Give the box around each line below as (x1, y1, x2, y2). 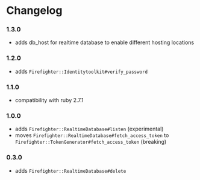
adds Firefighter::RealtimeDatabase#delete (14, 167, 127, 174)
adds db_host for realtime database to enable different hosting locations (14, 39, 195, 46)
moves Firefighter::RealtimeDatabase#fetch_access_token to (14, 132, 169, 139)
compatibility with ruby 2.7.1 (14, 97, 84, 104)
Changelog (6, 4, 63, 18)
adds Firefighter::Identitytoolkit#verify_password (14, 68, 148, 75)
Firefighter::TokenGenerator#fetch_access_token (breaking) (14, 138, 167, 146)
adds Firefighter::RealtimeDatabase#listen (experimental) (14, 125, 164, 133)
